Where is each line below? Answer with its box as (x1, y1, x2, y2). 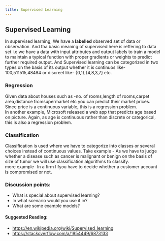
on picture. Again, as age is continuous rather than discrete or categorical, (5, 114, 156, 120)
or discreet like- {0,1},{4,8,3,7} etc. (42, 70, 112, 76)
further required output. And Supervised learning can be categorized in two (5, 60, 159, 65)
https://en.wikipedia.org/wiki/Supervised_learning (12, 225, 114, 231)
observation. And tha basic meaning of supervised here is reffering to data (5, 44, 157, 50)
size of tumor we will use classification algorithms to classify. (5, 158, 129, 165)
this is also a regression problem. (5, 119, 72, 125)
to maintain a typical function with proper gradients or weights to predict (5, 54, 152, 60)
